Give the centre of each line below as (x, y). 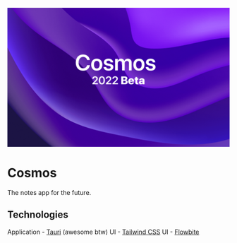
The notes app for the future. (49, 192)
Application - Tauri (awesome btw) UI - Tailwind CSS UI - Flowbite (103, 232)
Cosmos (32, 173)
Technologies (38, 215)
